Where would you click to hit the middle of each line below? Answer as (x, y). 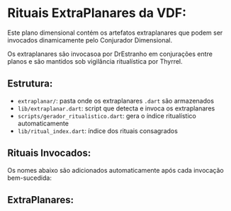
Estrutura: (30, 84)
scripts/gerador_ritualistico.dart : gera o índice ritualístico (107, 115)
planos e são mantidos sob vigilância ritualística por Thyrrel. (95, 61)
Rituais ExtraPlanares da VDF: (97, 13)
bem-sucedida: (29, 178)
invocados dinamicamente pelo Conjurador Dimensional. (90, 40)
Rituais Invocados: (49, 153)
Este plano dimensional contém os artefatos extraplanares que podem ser (115, 33)
